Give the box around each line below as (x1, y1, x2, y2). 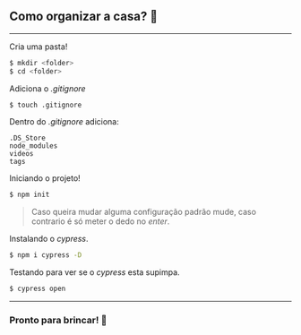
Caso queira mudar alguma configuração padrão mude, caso (30, 207, 257, 218)
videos (9, 150, 34, 159)
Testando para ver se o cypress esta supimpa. (9, 267, 181, 278)
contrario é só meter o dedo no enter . (30, 216, 170, 227)
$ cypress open (9, 284, 66, 294)
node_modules (9, 142, 58, 150)
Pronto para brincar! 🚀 (9, 314, 107, 326)
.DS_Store (9, 133, 47, 143)
